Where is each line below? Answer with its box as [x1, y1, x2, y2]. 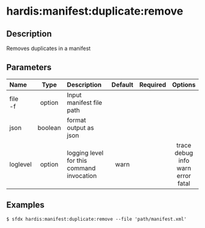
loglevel [9, 160, 32, 168]
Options [171, 80, 196, 89]
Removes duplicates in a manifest [6, 45, 91, 52]
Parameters [6, 62, 52, 73]
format [67, 116, 87, 124]
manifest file [67, 98, 103, 107]
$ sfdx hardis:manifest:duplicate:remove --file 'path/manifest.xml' [6, 216, 187, 222]
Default [111, 80, 134, 89]
